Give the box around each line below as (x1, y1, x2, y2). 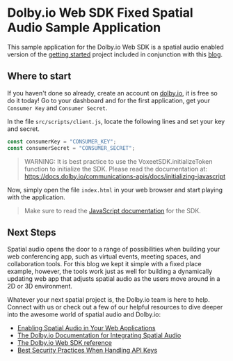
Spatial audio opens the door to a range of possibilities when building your (7, 245, 220, 254)
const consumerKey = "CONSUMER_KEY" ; (7, 138, 117, 145)
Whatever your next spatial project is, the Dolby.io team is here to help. (7, 295, 210, 304)
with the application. (7, 193, 66, 201)
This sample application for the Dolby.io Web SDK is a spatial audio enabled (7, 43, 224, 51)
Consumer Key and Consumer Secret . (7, 103, 108, 112)
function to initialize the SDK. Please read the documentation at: (24, 164, 207, 173)
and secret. (7, 124, 40, 133)
